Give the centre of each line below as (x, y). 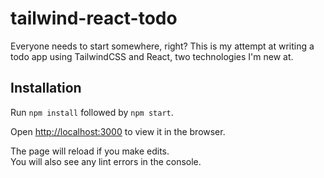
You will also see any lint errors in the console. (106, 161)
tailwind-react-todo (94, 18)
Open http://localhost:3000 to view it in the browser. (118, 131)
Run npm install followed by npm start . (92, 112)
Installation (46, 88)
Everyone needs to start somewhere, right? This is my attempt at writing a (162, 46)
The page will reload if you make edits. (90, 151)
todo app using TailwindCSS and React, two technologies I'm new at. (152, 56)
